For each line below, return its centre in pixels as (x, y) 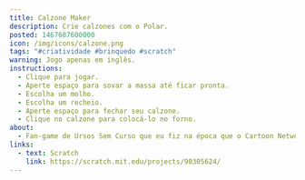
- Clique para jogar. (59, 77)
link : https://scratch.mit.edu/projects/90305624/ (123, 161)
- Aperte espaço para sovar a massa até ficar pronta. (123, 85)
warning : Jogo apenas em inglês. (73, 60)
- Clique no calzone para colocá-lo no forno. (107, 119)
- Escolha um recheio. (60, 102)
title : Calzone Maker (50, 18)
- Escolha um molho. (56, 94)
